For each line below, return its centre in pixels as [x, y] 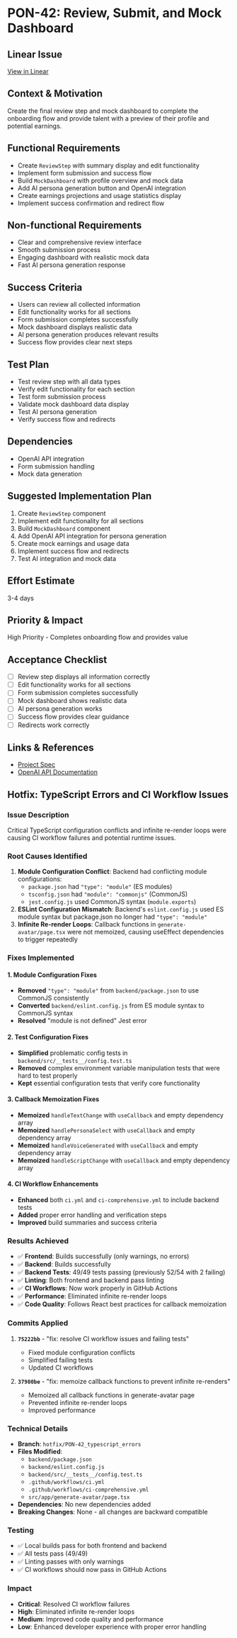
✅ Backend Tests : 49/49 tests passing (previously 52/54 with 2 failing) [121, 1272]
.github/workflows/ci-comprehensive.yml [88, 1490]
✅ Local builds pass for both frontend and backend [92, 1546]
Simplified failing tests [60, 1360]
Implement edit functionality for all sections [81, 520]
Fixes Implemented [41, 958]
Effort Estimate [41, 581]
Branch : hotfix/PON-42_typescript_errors [79, 1443]
